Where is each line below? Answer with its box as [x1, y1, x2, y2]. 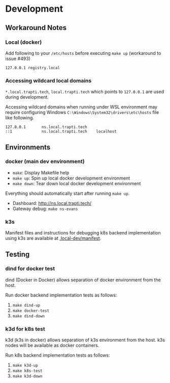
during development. [5, 94, 49, 100]
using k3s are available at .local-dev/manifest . [5, 235, 101, 242]
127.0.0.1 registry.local [5, 65, 60, 70]
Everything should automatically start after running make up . [5, 190, 130, 196]
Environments [5, 143, 51, 152]
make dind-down [12, 313, 45, 318]
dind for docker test [5, 265, 55, 272]
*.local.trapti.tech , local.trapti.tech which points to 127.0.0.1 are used [5, 89, 164, 95]
